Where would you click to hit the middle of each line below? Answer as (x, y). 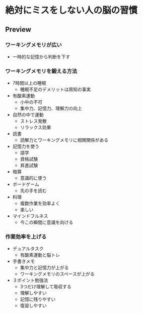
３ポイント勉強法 (30, 280)
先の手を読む (33, 191)
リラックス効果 (35, 128)
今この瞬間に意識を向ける (47, 222)
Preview (18, 29)
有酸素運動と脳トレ (40, 255)
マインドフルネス (30, 216)
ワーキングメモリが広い (33, 45)
